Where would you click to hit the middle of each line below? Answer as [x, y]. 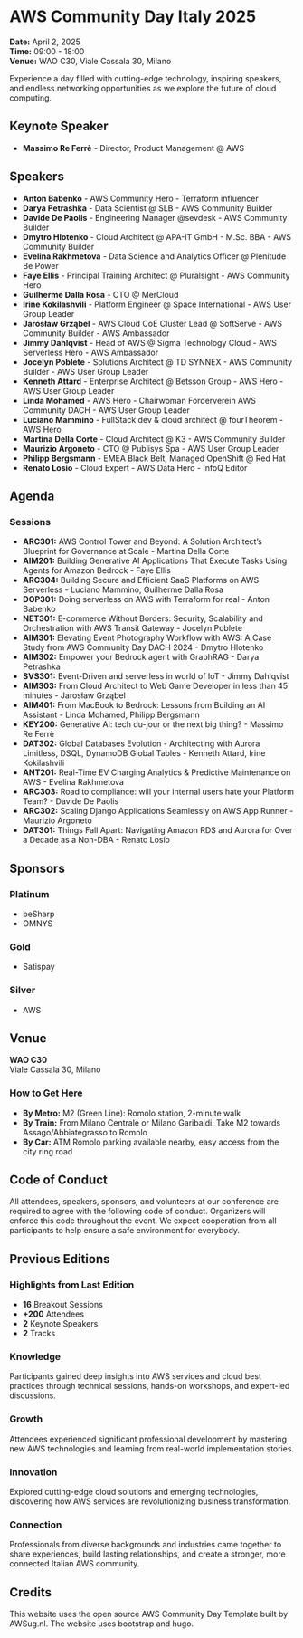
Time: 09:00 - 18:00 [47, 51]
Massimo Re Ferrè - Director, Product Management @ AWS [133, 148]
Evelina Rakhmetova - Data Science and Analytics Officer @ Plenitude [154, 256]
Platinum [29, 894]
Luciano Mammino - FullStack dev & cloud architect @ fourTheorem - [152, 419]
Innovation [33, 1471]
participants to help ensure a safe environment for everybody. [125, 1231]
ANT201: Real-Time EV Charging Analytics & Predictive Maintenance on [156, 772]
